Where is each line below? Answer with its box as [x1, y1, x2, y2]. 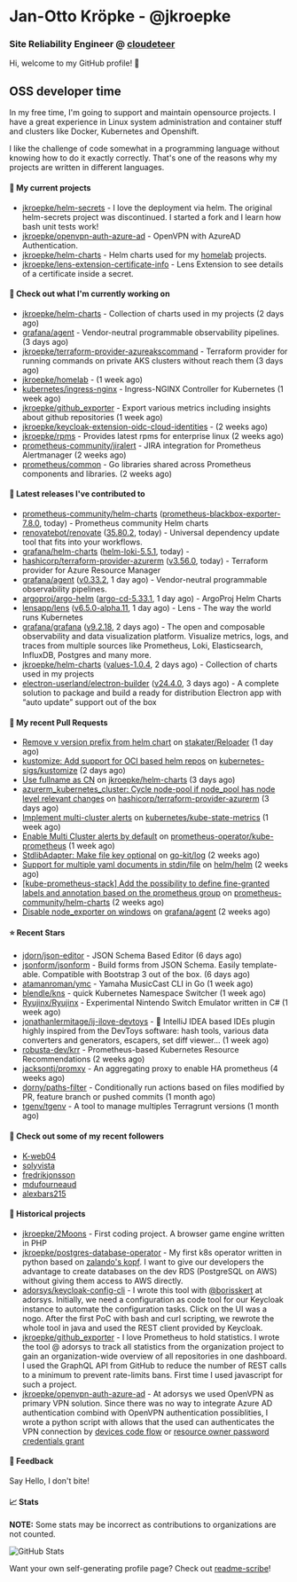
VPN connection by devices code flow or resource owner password [21, 1426, 270, 1437]
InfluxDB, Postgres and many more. [21, 649, 152, 660]
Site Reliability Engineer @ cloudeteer [9, 38, 176, 51]
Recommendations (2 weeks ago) [21, 1053, 145, 1065]
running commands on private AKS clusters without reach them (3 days [21, 355, 284, 365]
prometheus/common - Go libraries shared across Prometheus [21, 458, 252, 469]
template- [241, 959, 277, 970]
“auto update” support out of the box [21, 696, 157, 707]
